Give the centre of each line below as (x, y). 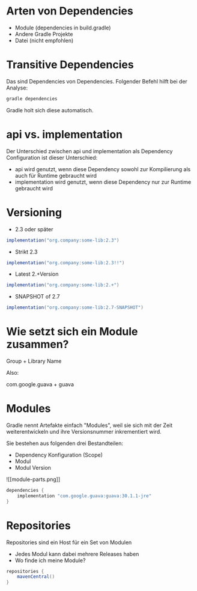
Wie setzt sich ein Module (72, 332)
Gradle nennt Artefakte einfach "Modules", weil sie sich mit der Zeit (89, 425)
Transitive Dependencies (70, 65)
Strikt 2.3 (26, 252)
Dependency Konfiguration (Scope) (59, 455)
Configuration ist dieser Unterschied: (52, 157)
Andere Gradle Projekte (44, 34)
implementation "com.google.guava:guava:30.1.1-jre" (84, 496)
